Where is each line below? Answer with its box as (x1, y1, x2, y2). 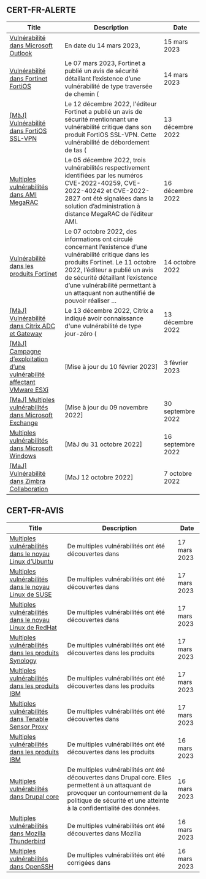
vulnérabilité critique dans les (64, 250, 150, 259)
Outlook (9, 49, 32, 57)
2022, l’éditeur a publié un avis (64, 266, 154, 274)
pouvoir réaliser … (64, 296, 117, 305)
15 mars (163, 37, 188, 45)
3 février (163, 358, 189, 367)
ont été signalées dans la (82, 194, 154, 202)
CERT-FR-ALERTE (6, 5, 76, 15)
